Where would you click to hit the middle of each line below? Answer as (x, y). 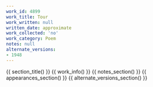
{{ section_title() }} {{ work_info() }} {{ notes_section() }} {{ (76, 71)
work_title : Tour (27, 17)
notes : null (20, 44)
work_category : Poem (31, 39)
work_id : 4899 (23, 11)
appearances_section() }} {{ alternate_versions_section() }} (77, 78)
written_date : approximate (39, 28)
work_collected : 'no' (32, 33)
